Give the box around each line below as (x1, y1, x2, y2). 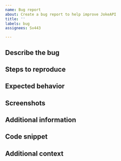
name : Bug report (5, 7, 41, 12)
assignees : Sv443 (5, 26, 41, 31)
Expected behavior (5, 82, 65, 91)
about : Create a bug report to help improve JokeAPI (5, 12, 117, 17)
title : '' (5, 16, 26, 21)
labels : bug (5, 21, 30, 26)
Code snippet (5, 132, 48, 141)
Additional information (5, 116, 76, 124)
